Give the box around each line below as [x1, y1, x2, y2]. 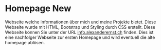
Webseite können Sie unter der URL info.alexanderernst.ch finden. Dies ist [5, 29, 154, 35]
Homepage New [5, 3, 72, 14]
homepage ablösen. [5, 39, 45, 45]
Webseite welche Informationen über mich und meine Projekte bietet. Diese [5, 19, 157, 25]
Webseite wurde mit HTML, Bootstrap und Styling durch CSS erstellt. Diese [5, 24, 156, 30]
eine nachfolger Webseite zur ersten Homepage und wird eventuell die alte [5, 34, 155, 40]
